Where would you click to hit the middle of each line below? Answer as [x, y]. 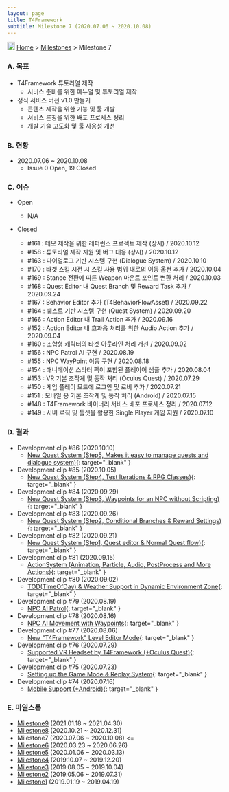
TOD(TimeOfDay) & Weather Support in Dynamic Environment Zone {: [125, 586]
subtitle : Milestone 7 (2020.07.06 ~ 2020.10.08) [80, 26]
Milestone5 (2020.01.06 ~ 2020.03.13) [71, 752]
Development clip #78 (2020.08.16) [67, 615]
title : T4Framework [35, 20]
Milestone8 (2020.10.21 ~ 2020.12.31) [69, 730]
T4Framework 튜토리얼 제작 [55, 82]
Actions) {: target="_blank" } [67, 572]
